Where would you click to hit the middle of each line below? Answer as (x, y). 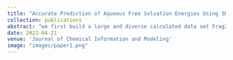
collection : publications (44, 20)
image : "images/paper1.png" (48, 46)
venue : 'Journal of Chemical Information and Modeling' (89, 39)
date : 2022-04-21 (32, 33)
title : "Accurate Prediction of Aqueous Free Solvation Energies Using (113, 13)
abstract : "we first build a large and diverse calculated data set (108, 26)
